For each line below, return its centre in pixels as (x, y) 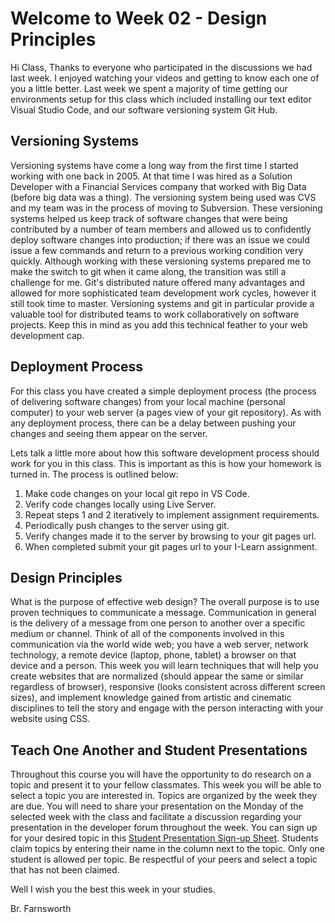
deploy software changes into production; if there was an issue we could (160, 239)
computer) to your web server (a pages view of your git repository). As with (166, 412)
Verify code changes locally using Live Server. (120, 504)
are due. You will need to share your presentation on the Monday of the (157, 806)
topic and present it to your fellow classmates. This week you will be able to (166, 785)
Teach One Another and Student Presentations (159, 750)
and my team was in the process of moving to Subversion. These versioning (166, 208)
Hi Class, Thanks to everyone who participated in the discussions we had (161, 67)
